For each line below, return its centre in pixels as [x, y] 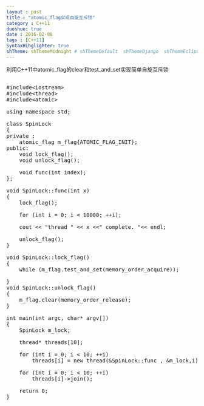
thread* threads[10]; [51, 342]
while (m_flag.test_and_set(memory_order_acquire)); [99, 269]
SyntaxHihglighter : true [38, 46]
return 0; [34, 391]
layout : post [24, 12]
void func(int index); [53, 172]
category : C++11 [28, 23]
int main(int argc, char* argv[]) [58, 318]
